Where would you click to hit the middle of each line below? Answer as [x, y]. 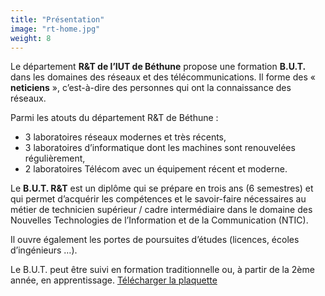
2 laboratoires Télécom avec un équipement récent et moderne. [156, 169]
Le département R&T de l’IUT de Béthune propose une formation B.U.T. [158, 67]
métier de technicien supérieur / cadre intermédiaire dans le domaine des [161, 210]
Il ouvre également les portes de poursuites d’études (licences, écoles [155, 240]
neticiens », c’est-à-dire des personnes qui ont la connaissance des [151, 88]
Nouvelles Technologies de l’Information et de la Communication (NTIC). [159, 220]
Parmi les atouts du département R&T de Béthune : [114, 118]
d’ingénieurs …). [44, 250]
